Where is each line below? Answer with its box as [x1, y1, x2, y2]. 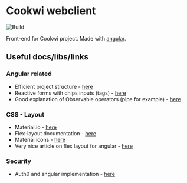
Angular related [6, 69, 52, 78]
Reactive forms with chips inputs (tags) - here [14, 89, 126, 97]
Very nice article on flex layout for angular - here [14, 142, 133, 149]
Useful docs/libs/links [6, 52, 89, 62]
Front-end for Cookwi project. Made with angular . [6, 35, 126, 42]
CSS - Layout [6, 110, 45, 118]
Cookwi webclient [6, 4, 96, 18]
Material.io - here [14, 124, 57, 131]
